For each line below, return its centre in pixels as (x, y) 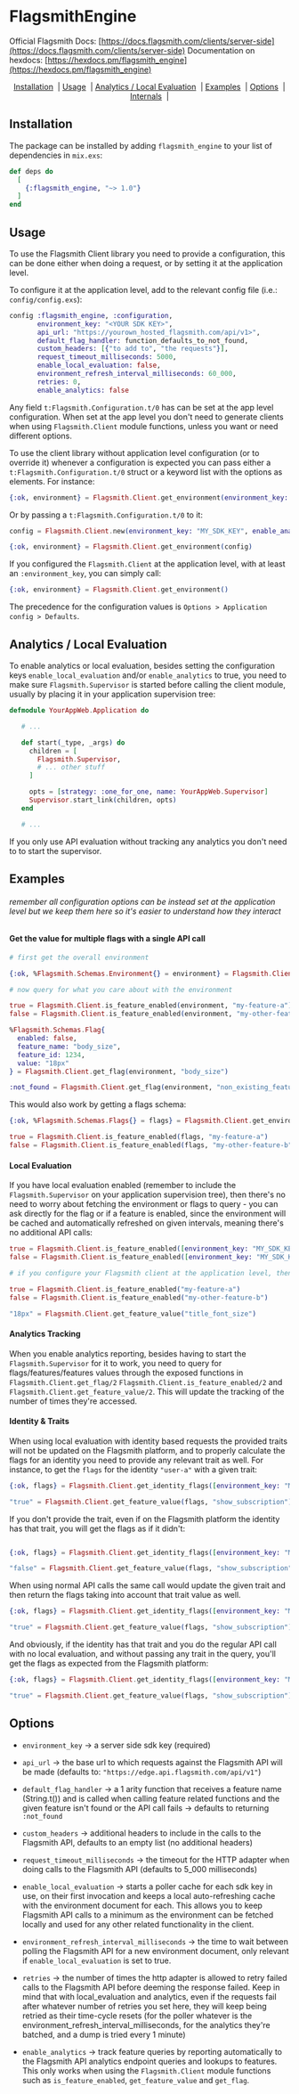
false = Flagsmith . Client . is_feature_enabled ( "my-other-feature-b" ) (139, 1298)
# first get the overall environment (79, 957)
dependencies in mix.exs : (56, 155)
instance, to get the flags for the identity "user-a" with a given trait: (133, 1469)
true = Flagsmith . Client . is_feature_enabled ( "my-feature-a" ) (125, 1289)
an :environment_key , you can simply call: (85, 574)
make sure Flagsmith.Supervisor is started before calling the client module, (148, 684)
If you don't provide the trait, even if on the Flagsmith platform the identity (145, 1519)
